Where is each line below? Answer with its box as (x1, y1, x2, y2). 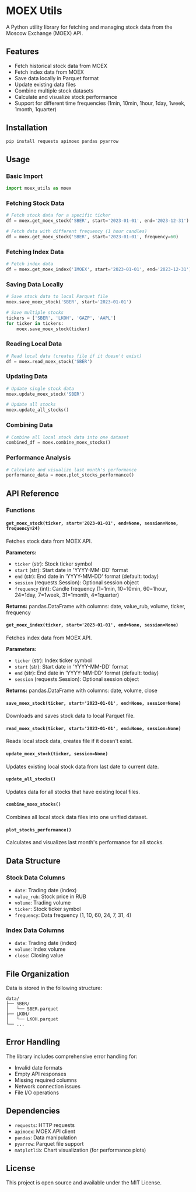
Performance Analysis (6, 454, 71, 462)
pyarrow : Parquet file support (14, 1140, 84, 1147)
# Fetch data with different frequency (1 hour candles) (6, 228, 148, 235)
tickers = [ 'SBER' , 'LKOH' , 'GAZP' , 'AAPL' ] (6, 315, 116, 321)
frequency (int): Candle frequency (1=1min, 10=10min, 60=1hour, (14, 585, 167, 592)
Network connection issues (14, 1083, 80, 1090)
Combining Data (6, 421, 53, 429)
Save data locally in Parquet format (14, 74, 99, 81)
